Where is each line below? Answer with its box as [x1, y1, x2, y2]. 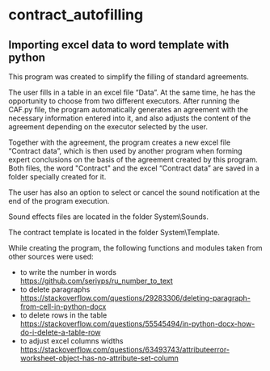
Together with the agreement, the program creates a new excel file [8, 137, 231, 147]
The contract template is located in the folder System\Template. [8, 228, 220, 237]
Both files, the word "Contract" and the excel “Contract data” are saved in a [8, 163, 260, 173]
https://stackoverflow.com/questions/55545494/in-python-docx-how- [19, 319, 255, 328]
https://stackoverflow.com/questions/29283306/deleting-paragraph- [19, 293, 251, 302]
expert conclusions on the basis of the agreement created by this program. [8, 155, 259, 164]
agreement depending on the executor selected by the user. [8, 122, 209, 131]
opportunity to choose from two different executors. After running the [8, 96, 240, 106]
